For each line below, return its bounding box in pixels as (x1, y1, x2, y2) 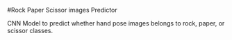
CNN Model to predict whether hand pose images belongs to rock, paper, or (7, 19, 225, 27)
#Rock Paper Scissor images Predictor (7, 6, 117, 14)
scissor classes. (7, 27, 53, 34)
